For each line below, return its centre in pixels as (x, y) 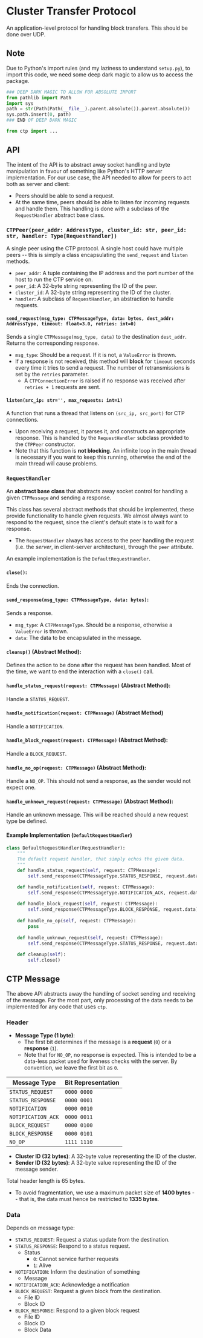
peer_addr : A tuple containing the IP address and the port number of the (105, 273)
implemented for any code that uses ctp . (57, 1007)
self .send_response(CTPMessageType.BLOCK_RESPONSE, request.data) (113, 910)
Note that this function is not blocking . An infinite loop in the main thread (106, 451)
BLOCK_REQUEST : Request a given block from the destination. (88, 1291)
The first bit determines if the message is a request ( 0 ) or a (98, 1042)
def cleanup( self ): (42, 955)
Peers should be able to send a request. (65, 196)
